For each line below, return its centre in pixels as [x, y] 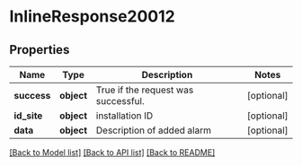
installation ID [124, 116]
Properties [40, 50]
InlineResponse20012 [92, 17]
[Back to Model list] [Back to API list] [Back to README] [112, 153]
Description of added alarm [153, 130]
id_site [28, 116]
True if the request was [145, 90]
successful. [120, 101]
